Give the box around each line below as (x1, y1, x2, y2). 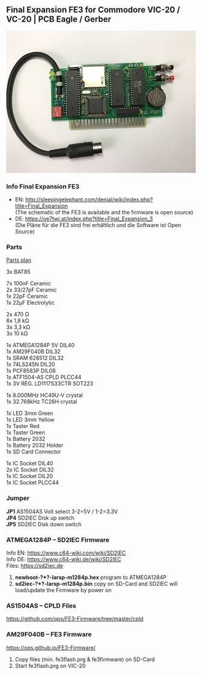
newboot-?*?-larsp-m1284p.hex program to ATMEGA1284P (14, 574, 167, 580)
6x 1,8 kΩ (6, 317, 29, 325)
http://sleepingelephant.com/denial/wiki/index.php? (25, 196, 153, 204)
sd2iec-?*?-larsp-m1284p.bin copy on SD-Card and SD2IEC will (14, 580, 178, 587)
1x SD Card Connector (6, 448, 61, 455)
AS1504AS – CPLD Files (6, 602, 76, 610)
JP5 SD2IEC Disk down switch (6, 520, 82, 527)
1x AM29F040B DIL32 (6, 348, 61, 355)
